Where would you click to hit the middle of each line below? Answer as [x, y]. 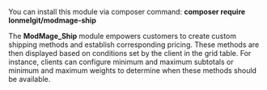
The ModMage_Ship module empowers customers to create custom [123, 36]
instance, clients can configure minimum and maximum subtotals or [121, 62]
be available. [30, 79]
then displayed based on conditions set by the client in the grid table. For [130, 53]
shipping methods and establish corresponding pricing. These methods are [134, 45]
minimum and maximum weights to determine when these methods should [133, 71]
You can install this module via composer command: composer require [127, 12]
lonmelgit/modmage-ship [53, 20]
